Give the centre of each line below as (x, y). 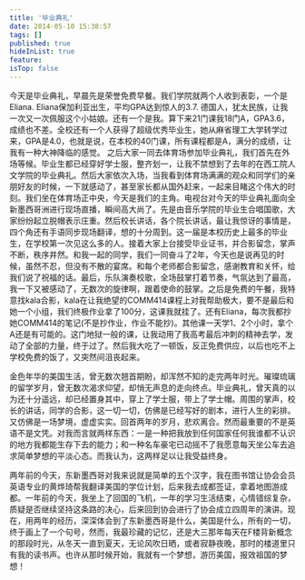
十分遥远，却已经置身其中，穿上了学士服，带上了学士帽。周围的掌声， (156, 399)
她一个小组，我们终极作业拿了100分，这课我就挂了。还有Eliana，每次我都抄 (151, 311)
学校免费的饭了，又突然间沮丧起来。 (77, 356)
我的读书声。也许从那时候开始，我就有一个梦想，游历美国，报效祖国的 (148, 555)
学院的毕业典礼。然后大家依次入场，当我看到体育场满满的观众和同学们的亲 (156, 175)
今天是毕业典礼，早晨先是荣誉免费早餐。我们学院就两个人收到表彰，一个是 (148, 95)
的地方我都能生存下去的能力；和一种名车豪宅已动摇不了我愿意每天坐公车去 (148, 444)
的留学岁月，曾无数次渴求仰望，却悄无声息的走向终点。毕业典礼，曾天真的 (148, 387)
